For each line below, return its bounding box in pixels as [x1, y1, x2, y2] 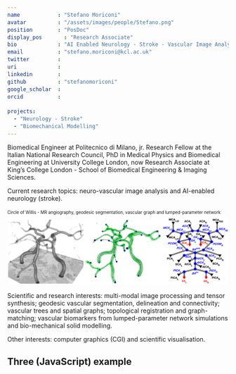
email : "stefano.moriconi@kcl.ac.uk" [7, 49, 152, 56]
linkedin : [7, 70, 61, 77]
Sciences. [7, 173, 37, 181]
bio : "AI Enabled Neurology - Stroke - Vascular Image [7, 41, 212, 49]
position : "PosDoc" [7, 26, 90, 33]
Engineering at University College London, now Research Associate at [7, 158, 210, 166]
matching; [7, 314, 37, 323]
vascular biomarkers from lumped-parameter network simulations [37, 314, 228, 323]
